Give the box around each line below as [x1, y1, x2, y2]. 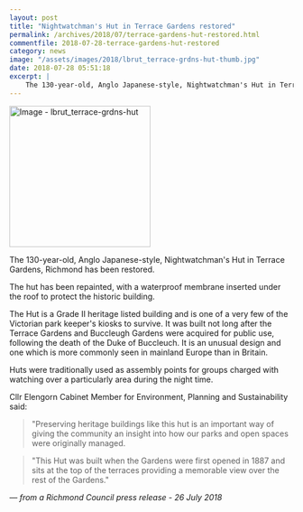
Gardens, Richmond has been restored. [9, 264, 155, 275]
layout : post [9, 13, 59, 23]
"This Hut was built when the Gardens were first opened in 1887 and [31, 455, 286, 466]
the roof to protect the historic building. [9, 291, 155, 302]
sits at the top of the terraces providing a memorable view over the [31, 464, 280, 475]
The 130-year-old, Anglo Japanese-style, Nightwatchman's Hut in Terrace [9, 254, 286, 265]
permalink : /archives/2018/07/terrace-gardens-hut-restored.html [9, 30, 260, 39]
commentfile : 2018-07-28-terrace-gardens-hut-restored [9, 38, 220, 48]
